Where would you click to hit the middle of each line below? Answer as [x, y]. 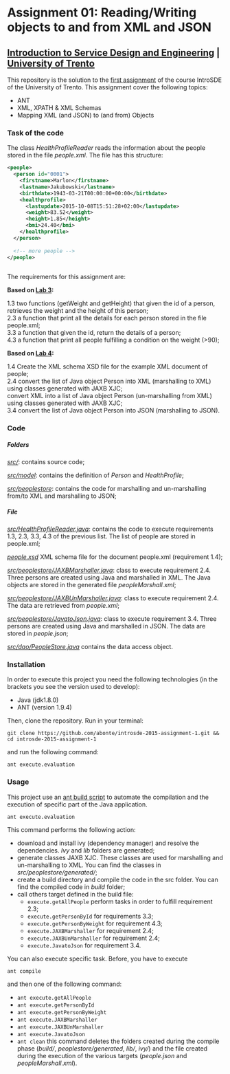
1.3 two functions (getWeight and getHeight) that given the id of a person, [111, 303]
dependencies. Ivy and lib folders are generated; [86, 850]
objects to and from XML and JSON [109, 27]
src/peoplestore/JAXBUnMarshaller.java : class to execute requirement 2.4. [113, 598]
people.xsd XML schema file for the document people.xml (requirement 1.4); [115, 557]
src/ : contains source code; [46, 462]
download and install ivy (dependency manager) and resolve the [108, 843]
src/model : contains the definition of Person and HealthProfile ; [95, 475]
